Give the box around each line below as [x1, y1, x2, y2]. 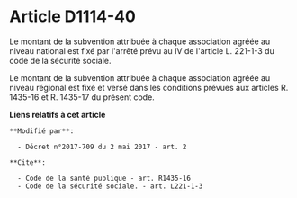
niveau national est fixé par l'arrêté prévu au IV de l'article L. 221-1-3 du [9, 45, 274, 56]
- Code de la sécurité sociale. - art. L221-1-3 [17, 182, 203, 191]
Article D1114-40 [9, 6, 137, 27]
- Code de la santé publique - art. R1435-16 [17, 174, 192, 183]
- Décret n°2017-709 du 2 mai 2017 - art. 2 [17, 142, 187, 151]
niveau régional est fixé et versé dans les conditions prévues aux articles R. [9, 82, 289, 93]
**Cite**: [9, 157, 47, 167]
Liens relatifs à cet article [9, 109, 106, 120]
